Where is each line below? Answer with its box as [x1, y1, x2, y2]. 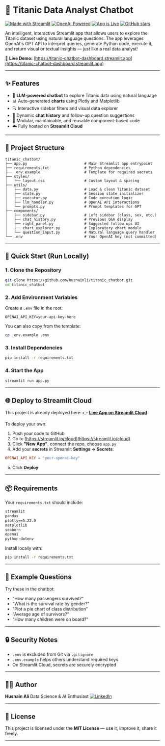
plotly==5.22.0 [5, 518, 36, 523]
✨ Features [5, 80, 40, 88]
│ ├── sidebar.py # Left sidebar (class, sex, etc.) [5, 213, 157, 217]
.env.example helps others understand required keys [12, 656, 119, 662]
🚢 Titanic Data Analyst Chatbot [5, 4, 134, 16]
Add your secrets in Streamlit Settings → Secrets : [12, 446, 114, 452]
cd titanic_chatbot [5, 282, 45, 288]
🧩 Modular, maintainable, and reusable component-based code [12, 117, 140, 123]
